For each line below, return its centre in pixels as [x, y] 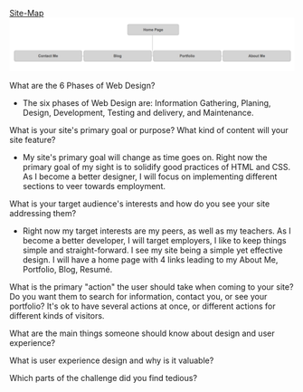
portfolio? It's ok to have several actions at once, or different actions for [142, 306]
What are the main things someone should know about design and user [142, 333]
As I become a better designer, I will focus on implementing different [150, 177]
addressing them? [43, 213]
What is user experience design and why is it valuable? [112, 360]
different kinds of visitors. [57, 315]
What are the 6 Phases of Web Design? [82, 85]
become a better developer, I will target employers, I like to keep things [154, 240]
